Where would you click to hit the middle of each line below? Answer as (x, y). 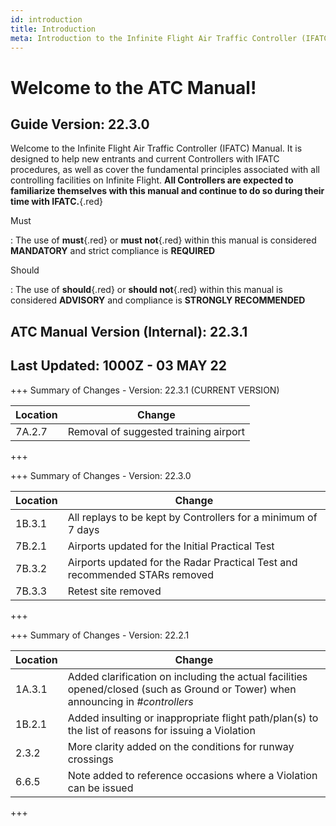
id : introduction (46, 19)
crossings (90, 759)
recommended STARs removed (140, 574)
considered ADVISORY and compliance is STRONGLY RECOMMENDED (158, 300)
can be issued (100, 788)
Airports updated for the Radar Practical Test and (182, 562)
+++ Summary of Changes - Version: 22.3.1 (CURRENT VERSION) (145, 390)
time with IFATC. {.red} (57, 202)
